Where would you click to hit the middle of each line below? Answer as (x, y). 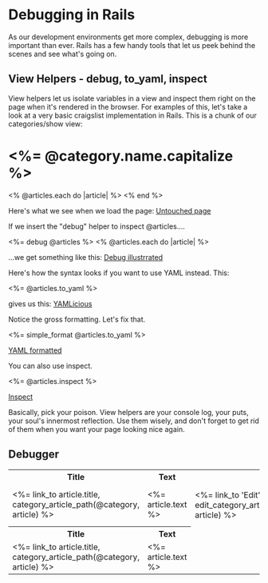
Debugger (34, 455)
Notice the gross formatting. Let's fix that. (77, 319)
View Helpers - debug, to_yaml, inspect (108, 79)
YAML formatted (35, 350)
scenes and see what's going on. (63, 54)
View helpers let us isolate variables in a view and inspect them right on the (132, 98)
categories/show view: (45, 124)
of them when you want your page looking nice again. (97, 429)
